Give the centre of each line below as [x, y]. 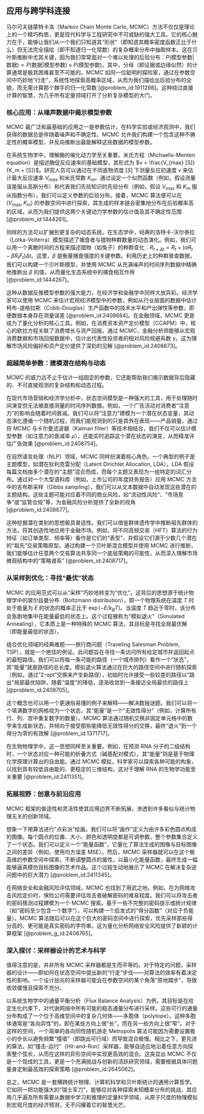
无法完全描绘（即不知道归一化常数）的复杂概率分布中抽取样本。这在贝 [110, 49]
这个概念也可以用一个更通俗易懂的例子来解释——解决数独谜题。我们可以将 [99, 703]
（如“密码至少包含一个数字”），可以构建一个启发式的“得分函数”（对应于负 [97, 910]
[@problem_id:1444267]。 [39, 280]
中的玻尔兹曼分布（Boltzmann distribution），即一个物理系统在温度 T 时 [105, 600]
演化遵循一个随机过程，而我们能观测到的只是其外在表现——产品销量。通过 [104, 421]
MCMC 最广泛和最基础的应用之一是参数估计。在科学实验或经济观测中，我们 [101, 127]
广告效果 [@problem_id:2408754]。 [56, 444]
